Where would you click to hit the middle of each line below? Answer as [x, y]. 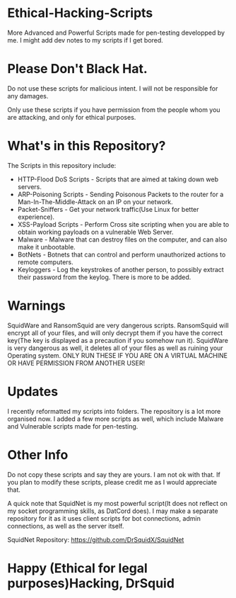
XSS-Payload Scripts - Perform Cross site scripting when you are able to [123, 224]
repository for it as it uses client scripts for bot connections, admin [104, 518]
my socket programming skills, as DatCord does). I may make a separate [113, 511]
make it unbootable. [46, 247]
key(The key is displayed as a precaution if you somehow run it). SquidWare [118, 340]
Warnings [36, 305]
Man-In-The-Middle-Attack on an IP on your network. [95, 202]
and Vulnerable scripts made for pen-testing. [73, 426]
